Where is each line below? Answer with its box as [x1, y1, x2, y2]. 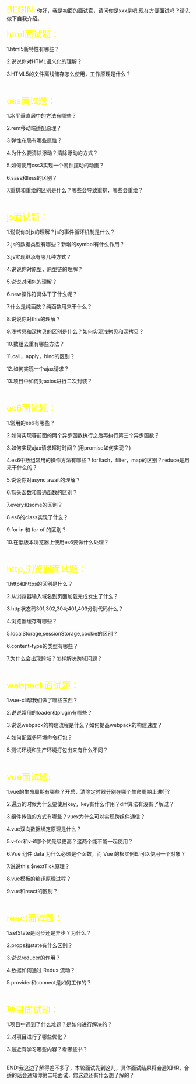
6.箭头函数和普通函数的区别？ [6, 489, 78, 496]
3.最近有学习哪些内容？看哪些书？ [6, 1046, 88, 1052]
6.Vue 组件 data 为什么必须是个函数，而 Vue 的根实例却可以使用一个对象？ [6, 850, 186, 857]
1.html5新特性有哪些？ [6, 46, 60, 52]
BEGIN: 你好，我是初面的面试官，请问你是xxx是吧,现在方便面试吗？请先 [6, 4, 190, 15]
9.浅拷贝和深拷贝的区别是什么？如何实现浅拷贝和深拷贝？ [6, 328, 145, 335]
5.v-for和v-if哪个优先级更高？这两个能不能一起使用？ [6, 838, 134, 845]
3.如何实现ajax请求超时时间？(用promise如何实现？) [6, 444, 131, 451]
